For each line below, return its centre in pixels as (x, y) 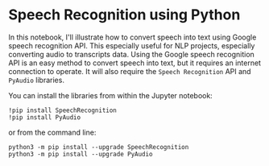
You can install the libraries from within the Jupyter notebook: (111, 95)
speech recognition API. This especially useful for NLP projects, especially (132, 45)
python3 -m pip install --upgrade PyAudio (81, 154)
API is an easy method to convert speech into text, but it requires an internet (135, 63)
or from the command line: (52, 132)
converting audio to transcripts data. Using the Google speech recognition (132, 54)
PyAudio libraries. (36, 80)
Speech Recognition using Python (124, 15)
